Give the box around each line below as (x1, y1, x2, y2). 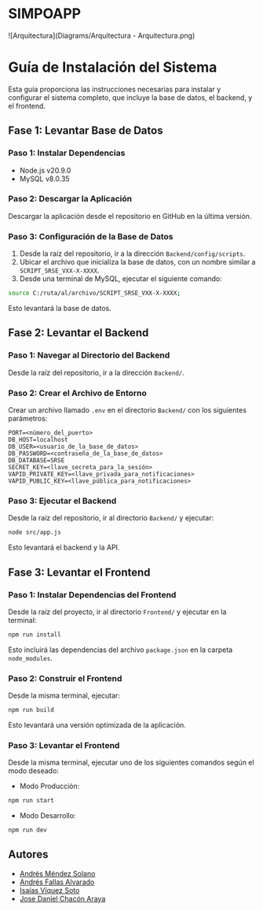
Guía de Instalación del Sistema (8, 58, 217, 76)
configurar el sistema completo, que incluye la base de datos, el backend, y (8, 92, 253, 102)
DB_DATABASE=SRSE (8, 457, 65, 465)
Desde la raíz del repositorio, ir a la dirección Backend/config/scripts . (19, 249, 246, 258)
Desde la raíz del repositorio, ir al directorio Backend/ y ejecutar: (8, 513, 214, 523)
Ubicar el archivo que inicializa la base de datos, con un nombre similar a (19, 257, 256, 267)
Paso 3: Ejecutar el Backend (8, 495, 117, 506)
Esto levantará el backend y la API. (8, 543, 120, 552)
